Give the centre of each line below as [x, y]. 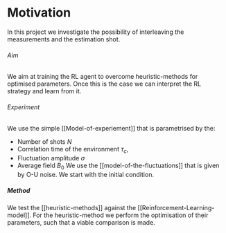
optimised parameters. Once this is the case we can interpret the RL [104, 84]
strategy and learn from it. [44, 91]
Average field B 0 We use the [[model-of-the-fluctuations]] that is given [118, 166]
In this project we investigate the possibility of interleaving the [96, 32]
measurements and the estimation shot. [64, 39]
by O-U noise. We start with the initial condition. [86, 174]
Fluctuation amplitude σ [51, 158]
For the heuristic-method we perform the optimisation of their [120, 215]
